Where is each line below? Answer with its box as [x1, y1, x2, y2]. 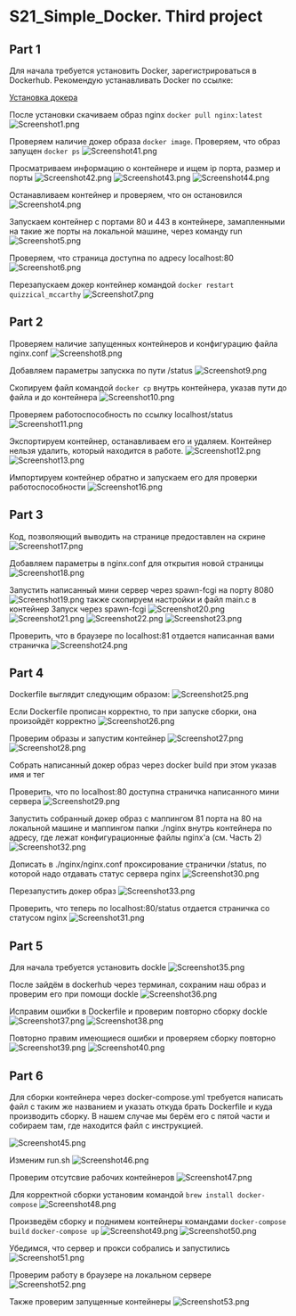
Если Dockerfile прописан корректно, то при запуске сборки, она [9, 706, 258, 717]
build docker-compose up [9, 1228, 100, 1237]
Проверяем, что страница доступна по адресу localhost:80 [9, 252, 234, 263]
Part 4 [9, 666, 44, 681]
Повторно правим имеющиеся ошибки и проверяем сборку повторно [9, 1032, 276, 1044]
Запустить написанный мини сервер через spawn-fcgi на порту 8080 [9, 584, 274, 595]
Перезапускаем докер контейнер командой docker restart [9, 279, 235, 290]
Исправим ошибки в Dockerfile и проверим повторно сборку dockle [9, 1006, 268, 1017]
